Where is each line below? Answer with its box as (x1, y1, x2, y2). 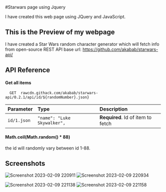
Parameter (7, 106, 33, 113)
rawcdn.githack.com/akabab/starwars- (20, 91, 98, 96)
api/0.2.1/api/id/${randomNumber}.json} (5, 95, 90, 100)
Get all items (5, 79, 32, 85)
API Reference (5, 66, 50, 75)
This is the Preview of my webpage (5, 28, 115, 37)
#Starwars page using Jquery (5, 4, 66, 10)
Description (99, 106, 128, 113)
